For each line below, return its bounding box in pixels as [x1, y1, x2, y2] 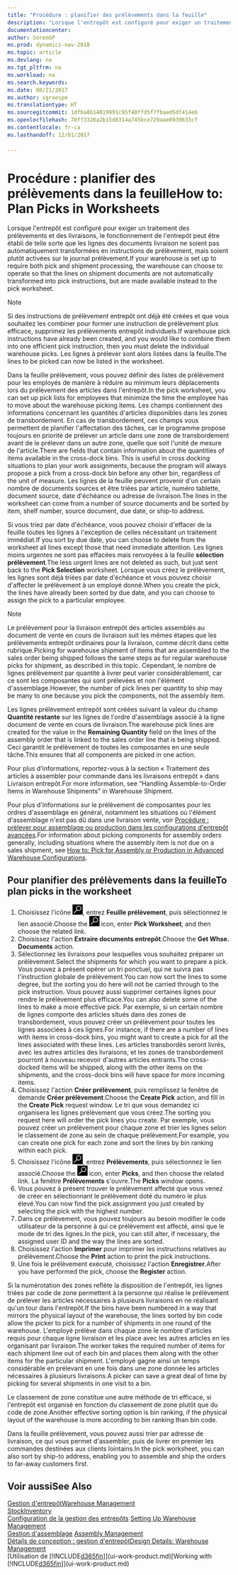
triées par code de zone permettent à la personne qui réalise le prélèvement [7, 1289, 229, 1297]
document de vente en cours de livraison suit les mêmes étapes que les [7, 631, 217, 639]
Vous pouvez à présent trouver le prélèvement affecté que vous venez [17, 1184, 223, 1193]
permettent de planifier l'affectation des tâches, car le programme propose [7, 423, 226, 433]
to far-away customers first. [7, 1460, 89, 1468]
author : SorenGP [7, 34, 55, 41]
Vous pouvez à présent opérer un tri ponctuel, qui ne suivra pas [17, 965, 204, 973]
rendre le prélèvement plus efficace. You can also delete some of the [17, 995, 217, 1004]
